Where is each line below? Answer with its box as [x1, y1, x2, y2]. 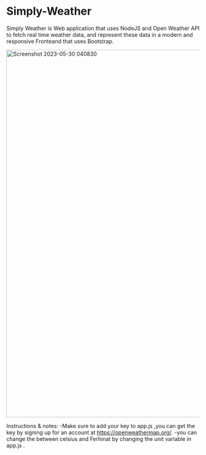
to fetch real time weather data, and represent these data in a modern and [6, 31, 193, 38]
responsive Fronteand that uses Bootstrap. [6, 37, 114, 45]
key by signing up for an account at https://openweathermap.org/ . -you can [6, 429, 197, 436]
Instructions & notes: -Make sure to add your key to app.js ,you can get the [6, 422, 195, 429]
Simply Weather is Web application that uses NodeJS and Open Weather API [6, 24, 200, 32]
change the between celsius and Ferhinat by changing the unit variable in [6, 435, 192, 442]
